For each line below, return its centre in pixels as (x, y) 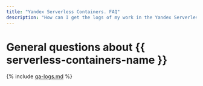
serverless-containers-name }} (87, 60)
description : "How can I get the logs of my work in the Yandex (89, 17)
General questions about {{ (76, 47)
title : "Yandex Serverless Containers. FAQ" (63, 12)
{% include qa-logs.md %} (39, 76)
